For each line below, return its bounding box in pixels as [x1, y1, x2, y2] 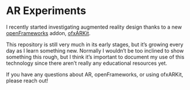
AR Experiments [6, 4, 87, 18]
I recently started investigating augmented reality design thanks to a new [6, 23, 182, 30]
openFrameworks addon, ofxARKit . [6, 29, 91, 36]
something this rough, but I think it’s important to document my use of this [6, 53, 185, 60]
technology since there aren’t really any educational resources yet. [6, 60, 168, 67]
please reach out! [6, 77, 49, 84]
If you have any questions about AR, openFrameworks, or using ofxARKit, [6, 71, 184, 78]
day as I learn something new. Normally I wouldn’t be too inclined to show [6, 47, 184, 54]
